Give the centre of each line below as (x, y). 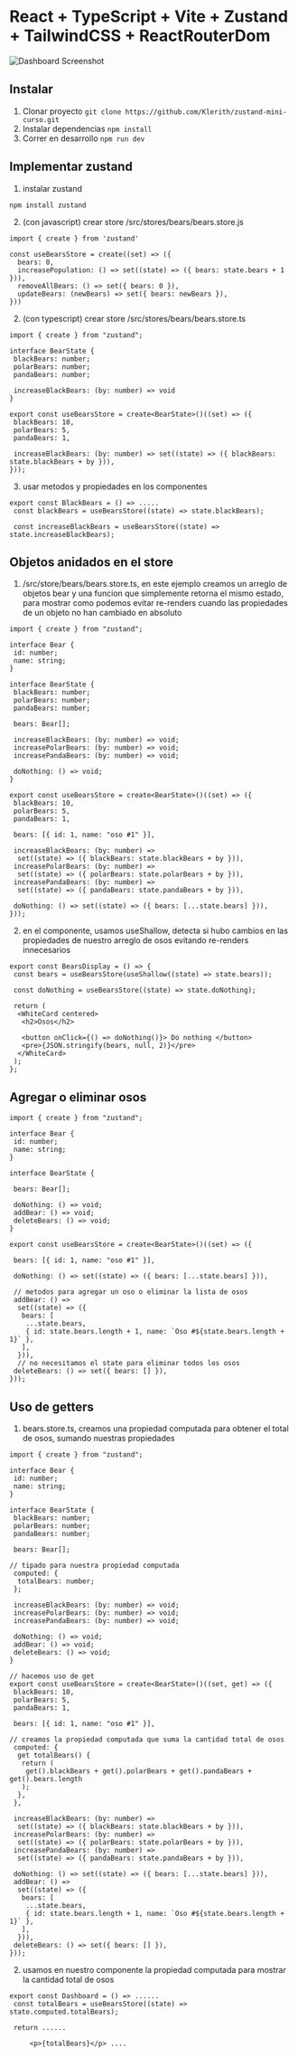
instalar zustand (52, 188)
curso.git (41, 119)
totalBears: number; (56, 1581)
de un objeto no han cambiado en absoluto (102, 613)
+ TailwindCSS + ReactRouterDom (140, 36)
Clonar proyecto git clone (72, 111)
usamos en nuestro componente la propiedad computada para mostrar (154, 1970)
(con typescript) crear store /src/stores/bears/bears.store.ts (134, 318)
